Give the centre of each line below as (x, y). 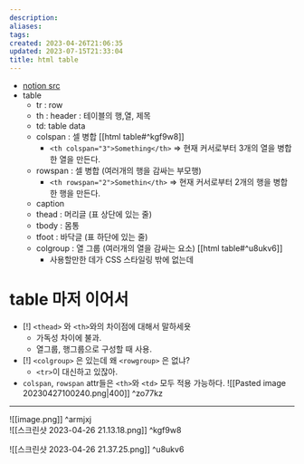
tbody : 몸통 (57, 226)
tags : (19, 34)
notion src (41, 86)
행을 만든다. (80, 193)
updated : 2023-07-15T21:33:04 (66, 52)
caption (50, 203)
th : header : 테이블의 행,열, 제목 (93, 116)
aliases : (26, 26)
